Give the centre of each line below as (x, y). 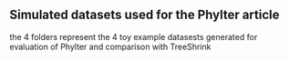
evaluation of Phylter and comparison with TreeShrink (110, 46)
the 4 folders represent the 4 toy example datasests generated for (134, 36)
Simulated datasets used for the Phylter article (144, 15)
